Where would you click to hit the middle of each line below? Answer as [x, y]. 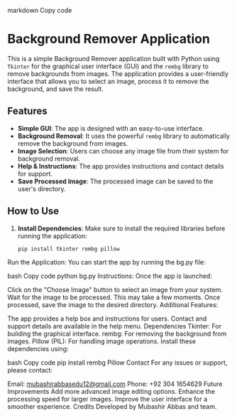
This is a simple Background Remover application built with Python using [114, 58]
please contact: [30, 370]
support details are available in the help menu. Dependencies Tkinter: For [115, 326]
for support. [35, 173]
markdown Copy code [40, 10]
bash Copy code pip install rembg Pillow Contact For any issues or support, [117, 363]
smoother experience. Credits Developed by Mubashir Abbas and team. [112, 407]
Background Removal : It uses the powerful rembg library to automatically [124, 136]
